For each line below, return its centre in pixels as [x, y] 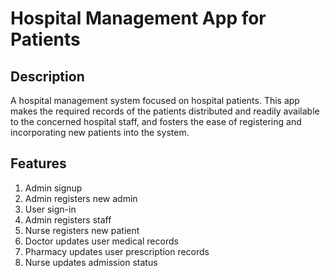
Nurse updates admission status [91, 262]
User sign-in [50, 209]
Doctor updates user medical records [101, 241]
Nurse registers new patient [82, 230]
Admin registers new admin [81, 198]
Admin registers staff [68, 219]
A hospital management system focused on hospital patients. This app [155, 100]
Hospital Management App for [138, 18]
